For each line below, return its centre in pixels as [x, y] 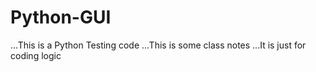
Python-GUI [61, 17]
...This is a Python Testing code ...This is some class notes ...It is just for [158, 45]
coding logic [36, 55]
